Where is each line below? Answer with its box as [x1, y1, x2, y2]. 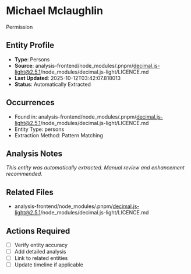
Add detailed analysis [14, 248, 66, 255]
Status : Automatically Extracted [14, 81, 91, 88]
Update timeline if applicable [14, 261, 83, 268]
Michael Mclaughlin [6, 4, 104, 18]
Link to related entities [14, 255, 68, 262]
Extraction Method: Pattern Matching [14, 131, 104, 138]
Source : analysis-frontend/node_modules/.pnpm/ [14, 62, 134, 69]
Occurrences [6, 98, 55, 107]
